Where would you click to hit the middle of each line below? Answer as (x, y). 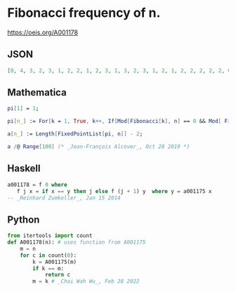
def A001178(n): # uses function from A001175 (77, 243)
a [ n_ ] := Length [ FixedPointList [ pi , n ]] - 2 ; (75, 134)
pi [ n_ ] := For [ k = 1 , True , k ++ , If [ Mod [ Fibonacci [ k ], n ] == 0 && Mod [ (114, 121)
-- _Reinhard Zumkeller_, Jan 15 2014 (64, 198)
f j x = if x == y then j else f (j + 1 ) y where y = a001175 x (114, 191)
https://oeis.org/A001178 (43, 32)
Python (24, 219)
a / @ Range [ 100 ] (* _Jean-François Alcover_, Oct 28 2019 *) (99, 147)
